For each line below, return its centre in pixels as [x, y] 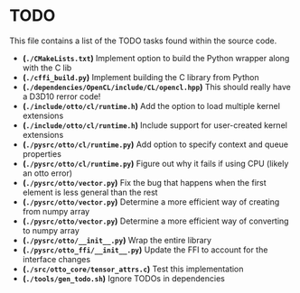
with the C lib [47, 68]
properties [42, 153]
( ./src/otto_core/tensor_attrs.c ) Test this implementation [133, 269]
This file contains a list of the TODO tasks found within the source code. [143, 41]
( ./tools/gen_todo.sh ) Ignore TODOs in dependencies [124, 278]
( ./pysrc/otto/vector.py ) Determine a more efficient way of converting [155, 221]
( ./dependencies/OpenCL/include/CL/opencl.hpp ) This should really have [156, 87]
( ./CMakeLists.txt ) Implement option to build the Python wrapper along [156, 58]
